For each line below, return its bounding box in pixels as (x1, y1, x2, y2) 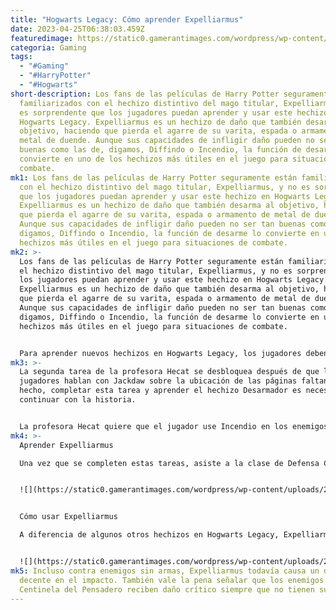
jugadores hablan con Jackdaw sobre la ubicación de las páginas (19, 376, 298, 386)
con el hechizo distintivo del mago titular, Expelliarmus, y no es (19, 182, 311, 192)
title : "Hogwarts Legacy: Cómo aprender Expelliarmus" (10, 14, 244, 25)
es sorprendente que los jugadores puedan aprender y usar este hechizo (19, 107, 329, 118)
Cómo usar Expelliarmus (19, 512, 118, 522)
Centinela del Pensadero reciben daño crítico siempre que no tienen (19, 584, 315, 595)
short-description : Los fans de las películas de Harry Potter (10, 89, 280, 99)
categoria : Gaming (10, 42, 87, 53)
